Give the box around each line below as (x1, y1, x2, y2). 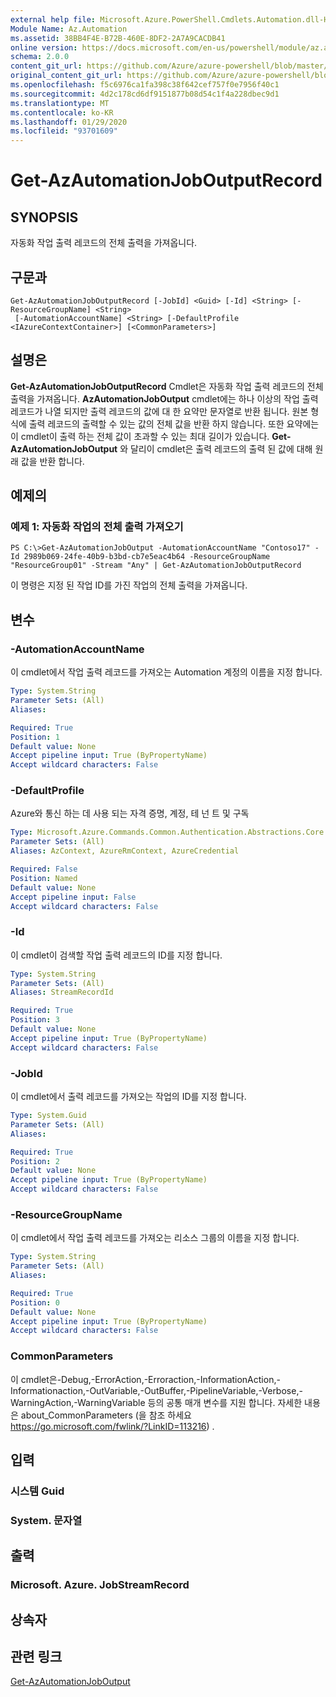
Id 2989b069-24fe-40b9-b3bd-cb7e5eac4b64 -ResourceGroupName (10, 552, 271, 562)
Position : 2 (10, 1156, 60, 1166)
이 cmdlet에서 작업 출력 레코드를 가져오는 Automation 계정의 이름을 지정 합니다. (10, 666, 323, 678)
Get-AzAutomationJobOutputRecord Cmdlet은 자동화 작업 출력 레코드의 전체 (10, 380, 324, 392)
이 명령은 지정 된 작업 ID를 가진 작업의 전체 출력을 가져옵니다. (10, 579, 248, 591)
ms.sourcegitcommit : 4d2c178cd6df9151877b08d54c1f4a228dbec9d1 (10, 89, 280, 99)
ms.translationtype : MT (10, 98, 110, 108)
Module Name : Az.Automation (10, 24, 128, 34)
